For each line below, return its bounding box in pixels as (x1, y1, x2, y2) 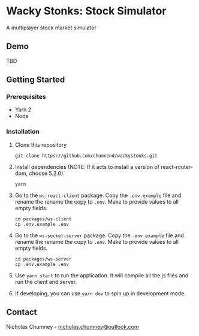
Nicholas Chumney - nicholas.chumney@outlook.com (6, 323, 139, 330)
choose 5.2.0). (29, 169, 65, 177)
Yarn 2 (14, 106, 32, 113)
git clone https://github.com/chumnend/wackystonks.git (14, 153, 158, 159)
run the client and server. (14, 278, 77, 285)
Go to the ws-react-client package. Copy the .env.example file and (14, 192, 182, 199)
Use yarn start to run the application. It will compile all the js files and (14, 271, 189, 279)
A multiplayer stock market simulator (6, 24, 97, 31)
